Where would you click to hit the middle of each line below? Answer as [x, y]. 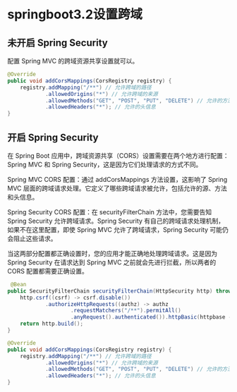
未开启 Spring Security [57, 43]
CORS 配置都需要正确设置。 [48, 271]
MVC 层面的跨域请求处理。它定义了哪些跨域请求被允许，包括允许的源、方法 [117, 188]
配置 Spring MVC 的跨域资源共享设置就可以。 [73, 61]
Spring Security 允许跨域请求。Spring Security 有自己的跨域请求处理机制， [116, 221]
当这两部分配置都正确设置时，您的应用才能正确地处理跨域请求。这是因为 [112, 253]
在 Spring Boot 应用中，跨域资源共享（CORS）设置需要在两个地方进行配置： [118, 155]
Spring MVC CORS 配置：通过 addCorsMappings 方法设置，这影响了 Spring [117, 179]
